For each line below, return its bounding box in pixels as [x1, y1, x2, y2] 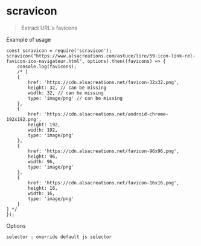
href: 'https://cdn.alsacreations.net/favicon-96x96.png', [28, 148, 180, 154]
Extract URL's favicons [21, 24, 77, 31]
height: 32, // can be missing [28, 85, 107, 91]
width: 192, [28, 127, 59, 133]
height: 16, [28, 185, 59, 191]
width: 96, [28, 158, 56, 164]
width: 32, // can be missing [28, 89, 104, 96]
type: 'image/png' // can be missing [28, 95, 123, 101]
